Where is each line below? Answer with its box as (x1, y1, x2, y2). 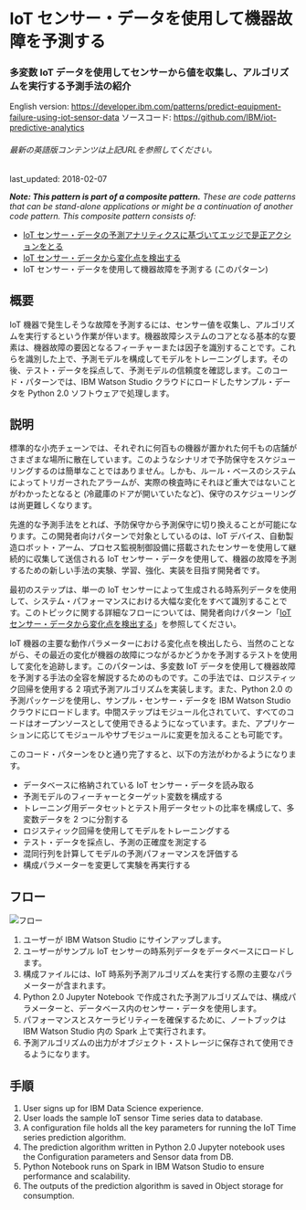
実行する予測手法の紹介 (27, 80, 132, 92)
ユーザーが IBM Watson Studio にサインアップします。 (22, 934, 227, 946)
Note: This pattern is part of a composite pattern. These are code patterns (9, 191, 297, 202)
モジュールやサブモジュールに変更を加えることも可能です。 (65, 729, 288, 740)
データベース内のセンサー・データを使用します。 (78, 1003, 262, 1014)
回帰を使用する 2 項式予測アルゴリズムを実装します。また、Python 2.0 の (16, 684, 294, 695)
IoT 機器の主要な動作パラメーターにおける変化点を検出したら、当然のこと (9, 638, 288, 649)
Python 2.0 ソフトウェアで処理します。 (26, 387, 174, 398)
